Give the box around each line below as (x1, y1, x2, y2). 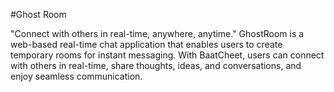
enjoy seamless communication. (10, 70, 143, 82)
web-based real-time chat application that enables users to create (10, 39, 283, 50)
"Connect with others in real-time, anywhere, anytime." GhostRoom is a (10, 28, 305, 39)
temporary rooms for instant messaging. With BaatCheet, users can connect (10, 49, 325, 61)
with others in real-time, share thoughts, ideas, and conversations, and (10, 60, 302, 71)
